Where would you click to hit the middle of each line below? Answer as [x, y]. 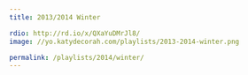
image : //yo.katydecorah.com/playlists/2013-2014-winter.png [124, 41]
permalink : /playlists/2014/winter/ [77, 57]
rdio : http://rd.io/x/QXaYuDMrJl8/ [75, 33]
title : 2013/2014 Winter [55, 17]
